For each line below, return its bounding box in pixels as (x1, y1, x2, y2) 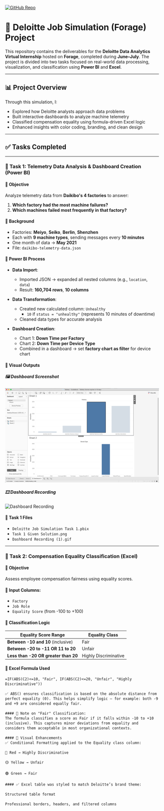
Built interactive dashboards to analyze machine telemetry (12, 113, 129, 120)
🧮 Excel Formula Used (5, 665, 50, 671)
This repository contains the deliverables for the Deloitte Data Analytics (5, 48, 150, 54)
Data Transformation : (12, 297, 57, 303)
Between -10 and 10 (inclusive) (7, 639, 73, 645)
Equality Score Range (20, 632, 65, 637)
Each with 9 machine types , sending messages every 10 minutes (12, 234, 144, 240)
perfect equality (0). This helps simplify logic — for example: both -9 (5, 696, 159, 701)
